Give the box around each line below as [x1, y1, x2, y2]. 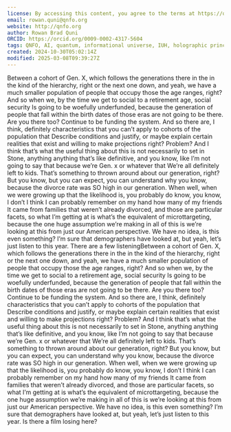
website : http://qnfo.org [7, 23, 81, 30]
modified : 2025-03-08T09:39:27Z [7, 55, 100, 62]
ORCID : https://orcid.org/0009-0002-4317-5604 [7, 36, 143, 43]
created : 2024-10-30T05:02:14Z [7, 49, 97, 56]
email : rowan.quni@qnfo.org [7, 17, 88, 23]
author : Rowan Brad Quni [7, 29, 78, 36]
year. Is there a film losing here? [7, 417, 98, 425]
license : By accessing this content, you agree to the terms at [7, 10, 195, 17]
